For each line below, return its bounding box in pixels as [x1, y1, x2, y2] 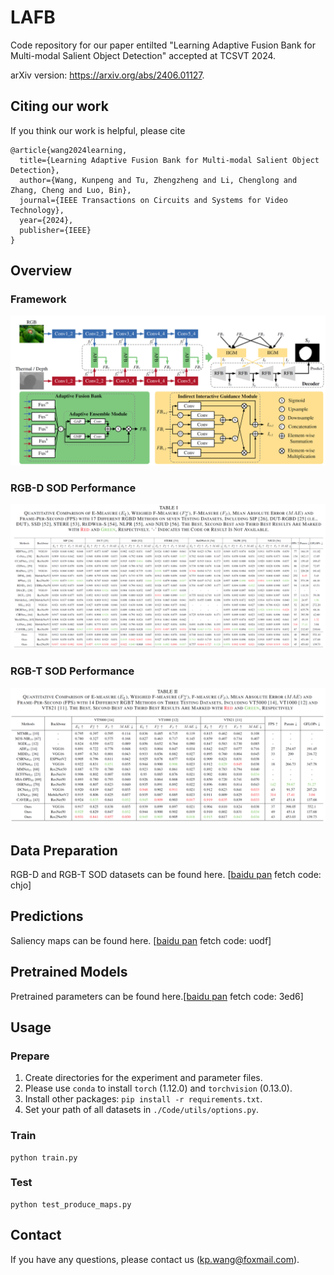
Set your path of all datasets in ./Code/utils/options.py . [24, 1104, 259, 1116]
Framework [10, 292, 67, 306]
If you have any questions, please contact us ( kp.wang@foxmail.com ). [10, 1253, 300, 1265]
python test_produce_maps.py [10, 1199, 132, 1210]
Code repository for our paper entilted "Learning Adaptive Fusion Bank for [10, 39, 316, 51]
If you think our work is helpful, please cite [10, 124, 186, 136]
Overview [10, 262, 73, 280]
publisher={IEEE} [19, 225, 92, 235]
